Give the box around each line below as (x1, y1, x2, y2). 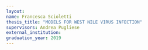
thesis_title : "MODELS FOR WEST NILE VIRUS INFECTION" (6, 19, 143, 25)
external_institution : (6, 30, 61, 36)
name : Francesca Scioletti (6, 14, 72, 20)
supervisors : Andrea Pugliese (6, 24, 80, 30)
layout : (6, 8, 25, 14)
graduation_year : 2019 (6, 35, 61, 41)
